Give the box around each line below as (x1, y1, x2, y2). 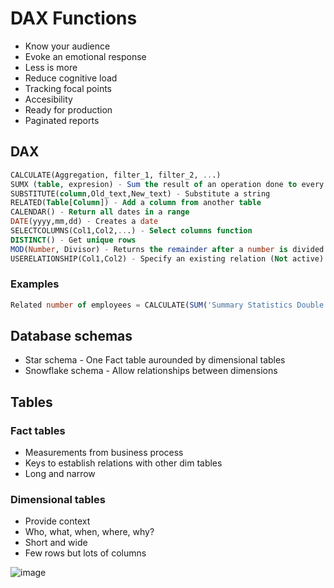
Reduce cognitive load (24, 72, 118, 84)
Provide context (24, 515, 91, 527)
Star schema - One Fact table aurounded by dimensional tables (24, 354, 286, 366)
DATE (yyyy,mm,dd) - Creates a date (10, 217, 159, 227)
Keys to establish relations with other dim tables (24, 457, 223, 469)
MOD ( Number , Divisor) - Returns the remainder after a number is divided (10, 244, 325, 254)
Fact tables (10, 423, 66, 437)
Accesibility (24, 93, 73, 105)
